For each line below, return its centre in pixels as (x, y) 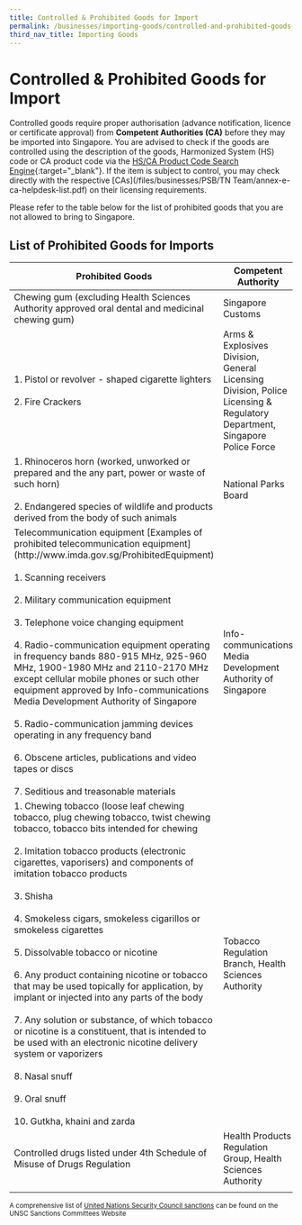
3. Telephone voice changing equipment (99, 622)
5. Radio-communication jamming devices (104, 724)
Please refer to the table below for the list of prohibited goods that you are (147, 207)
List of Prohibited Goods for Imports (111, 245)
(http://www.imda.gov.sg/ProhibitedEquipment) (114, 555)
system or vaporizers (58, 1054)
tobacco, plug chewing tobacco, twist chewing (112, 818)
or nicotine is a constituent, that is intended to (110, 1031)
